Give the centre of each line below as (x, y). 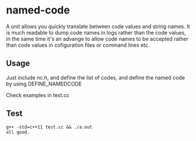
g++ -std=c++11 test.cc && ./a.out (49, 127)
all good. (18, 132)
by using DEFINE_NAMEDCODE (44, 84)
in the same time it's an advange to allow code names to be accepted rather (97, 39)
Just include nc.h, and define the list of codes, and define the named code (96, 77)
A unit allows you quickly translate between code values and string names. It (98, 26)
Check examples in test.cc (38, 95)
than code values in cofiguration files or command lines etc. (78, 45)
